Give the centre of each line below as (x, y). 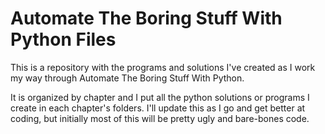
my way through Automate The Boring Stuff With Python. (127, 78)
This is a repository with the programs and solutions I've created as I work (163, 67)
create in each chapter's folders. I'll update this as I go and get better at (158, 108)
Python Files (63, 39)
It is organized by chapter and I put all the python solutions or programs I (160, 97)
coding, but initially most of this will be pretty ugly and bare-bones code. (160, 118)
